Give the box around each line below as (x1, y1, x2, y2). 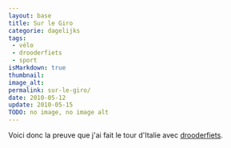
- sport (11, 57, 38, 65)
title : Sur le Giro (8, 19, 74, 27)
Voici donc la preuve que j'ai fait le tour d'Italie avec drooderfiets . (8, 130, 224, 140)
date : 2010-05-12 (8, 94, 66, 102)
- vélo (11, 42, 34, 50)
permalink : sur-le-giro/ (8, 86, 91, 94)
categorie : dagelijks (8, 26, 81, 34)
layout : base (8, 11, 52, 20)
